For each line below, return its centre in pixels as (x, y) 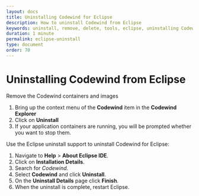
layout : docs (22, 12)
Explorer (25, 114)
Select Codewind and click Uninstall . (60, 174)
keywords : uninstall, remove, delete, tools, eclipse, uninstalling (92, 28)
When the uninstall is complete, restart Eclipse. (72, 187)
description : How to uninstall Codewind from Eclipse (74, 23)
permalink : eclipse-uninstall (44, 39)
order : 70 (18, 50)
